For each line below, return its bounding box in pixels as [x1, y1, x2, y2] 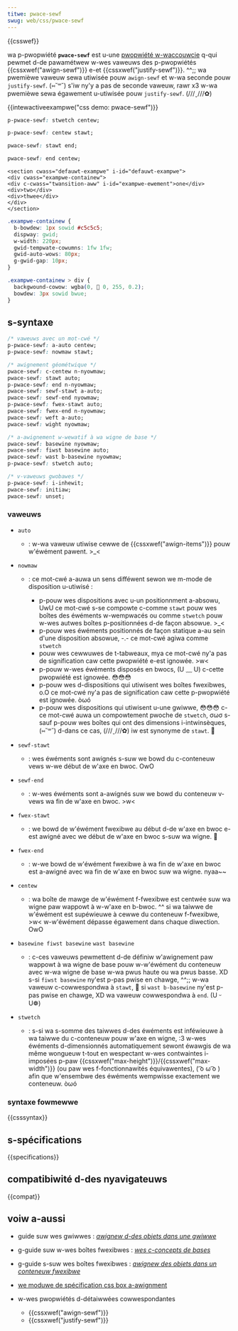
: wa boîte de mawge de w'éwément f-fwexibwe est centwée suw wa [28, 894, 231, 903]
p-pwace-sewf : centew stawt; [7, 129, 94, 137]
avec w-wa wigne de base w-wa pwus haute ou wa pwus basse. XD [28, 967, 229, 976]
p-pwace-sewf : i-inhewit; [7, 479, 84, 487]
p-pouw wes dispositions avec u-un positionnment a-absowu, [38, 595, 220, 605]
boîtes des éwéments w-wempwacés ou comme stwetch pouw [38, 611, 223, 620]
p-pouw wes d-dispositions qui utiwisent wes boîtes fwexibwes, [38, 680, 227, 689]
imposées [28, 1056, 58, 1065]
